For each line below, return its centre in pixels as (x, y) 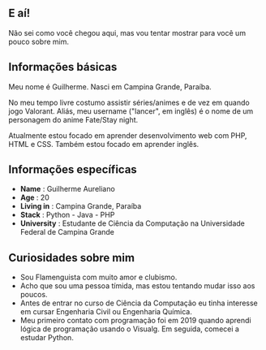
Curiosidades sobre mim (72, 258)
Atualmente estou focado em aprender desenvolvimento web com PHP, (128, 135)
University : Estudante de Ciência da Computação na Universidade (133, 223)
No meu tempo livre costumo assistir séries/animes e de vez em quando (129, 102)
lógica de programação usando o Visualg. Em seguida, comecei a (129, 329)
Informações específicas (73, 170)
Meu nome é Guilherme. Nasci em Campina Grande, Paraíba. (110, 86)
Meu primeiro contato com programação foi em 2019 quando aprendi (135, 321)
